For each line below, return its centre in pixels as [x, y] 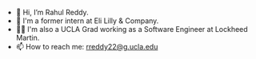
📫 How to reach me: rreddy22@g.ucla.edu [87, 47]
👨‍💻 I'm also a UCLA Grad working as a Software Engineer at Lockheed [132, 29]
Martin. [28, 37]
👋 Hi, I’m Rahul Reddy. [52, 12]
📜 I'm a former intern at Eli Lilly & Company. [87, 21]
